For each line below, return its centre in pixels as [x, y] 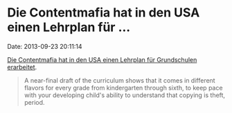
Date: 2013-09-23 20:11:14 [45, 46]
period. [34, 102]
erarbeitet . [22, 67]
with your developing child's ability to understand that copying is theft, [125, 95]
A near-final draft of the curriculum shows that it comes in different [120, 80]
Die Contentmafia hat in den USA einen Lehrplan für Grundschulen [102, 59]
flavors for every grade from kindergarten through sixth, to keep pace [123, 88]
